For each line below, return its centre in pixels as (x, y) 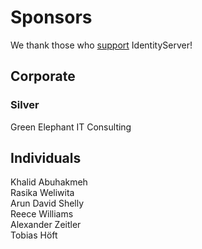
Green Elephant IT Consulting (71, 127)
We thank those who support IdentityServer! (101, 45)
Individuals (46, 158)
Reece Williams (42, 214)
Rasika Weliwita (42, 193)
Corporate (43, 76)
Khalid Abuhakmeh (49, 182)
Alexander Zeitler (46, 225)
